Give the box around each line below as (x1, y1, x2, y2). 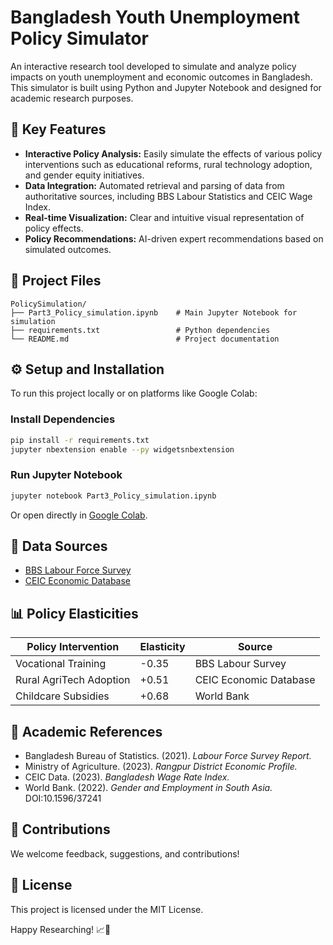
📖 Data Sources (10, 537, 108, 555)
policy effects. (24, 222, 84, 234)
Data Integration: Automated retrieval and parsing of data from (24, 179, 285, 191)
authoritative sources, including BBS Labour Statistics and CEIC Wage (24, 190, 313, 202)
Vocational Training (15, 657, 107, 671)
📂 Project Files (10, 272, 102, 290)
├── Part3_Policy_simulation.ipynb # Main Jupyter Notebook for (10, 307, 298, 318)
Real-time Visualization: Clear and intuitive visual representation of (24, 211, 305, 223)
